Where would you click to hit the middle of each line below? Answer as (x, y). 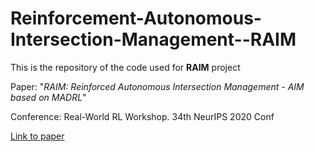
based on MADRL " (48, 97)
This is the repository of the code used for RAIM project (125, 67)
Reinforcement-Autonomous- (136, 18)
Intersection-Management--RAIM (153, 39)
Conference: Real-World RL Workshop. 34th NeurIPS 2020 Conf (142, 116)
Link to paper (37, 136)
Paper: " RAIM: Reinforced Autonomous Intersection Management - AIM (157, 86)
